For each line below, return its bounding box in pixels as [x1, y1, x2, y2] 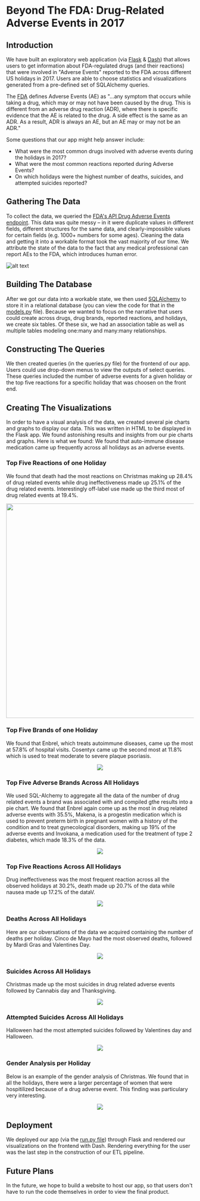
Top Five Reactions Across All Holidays [6, 863, 121, 871]
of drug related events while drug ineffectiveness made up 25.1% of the [6, 479, 182, 486]
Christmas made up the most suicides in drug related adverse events [6, 981, 175, 988]
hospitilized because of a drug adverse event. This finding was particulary [6, 1085, 189, 1092]
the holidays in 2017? [14, 154, 67, 161]
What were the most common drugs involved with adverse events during [14, 147, 193, 155]
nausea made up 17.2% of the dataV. [6, 889, 95, 896]
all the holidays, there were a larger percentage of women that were [6, 1079, 173, 1086]
